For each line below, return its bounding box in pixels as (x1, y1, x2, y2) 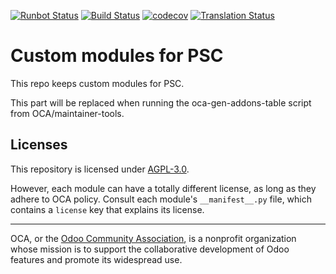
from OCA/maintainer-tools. (10, 107, 125, 119)
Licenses (10, 136, 68, 154)
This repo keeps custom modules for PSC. (10, 77, 185, 89)
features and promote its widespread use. (10, 253, 183, 265)
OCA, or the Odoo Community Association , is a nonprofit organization (10, 232, 297, 244)
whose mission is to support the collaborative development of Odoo (10, 243, 290, 255)
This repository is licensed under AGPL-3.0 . (10, 163, 190, 175)
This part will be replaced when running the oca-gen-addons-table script (10, 96, 312, 109)
